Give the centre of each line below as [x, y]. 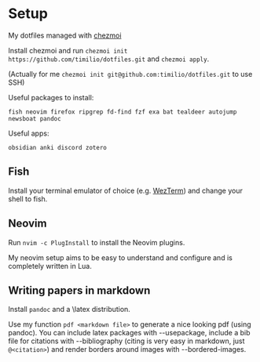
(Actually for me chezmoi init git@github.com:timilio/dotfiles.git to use [130, 74]
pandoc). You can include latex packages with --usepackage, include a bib [129, 333]
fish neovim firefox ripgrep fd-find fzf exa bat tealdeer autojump [123, 112]
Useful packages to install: [51, 97]
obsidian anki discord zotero [58, 147]
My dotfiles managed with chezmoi [65, 35]
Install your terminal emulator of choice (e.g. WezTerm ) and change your [126, 190]
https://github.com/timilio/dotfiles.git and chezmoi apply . [109, 59]
